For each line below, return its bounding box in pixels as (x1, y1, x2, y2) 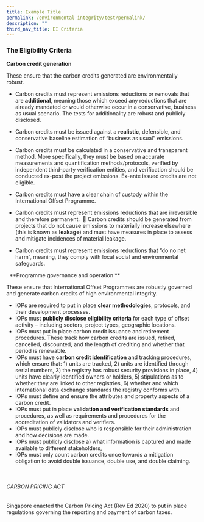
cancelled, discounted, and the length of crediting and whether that (15, 340, 185, 348)
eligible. (15, 178, 35, 186)
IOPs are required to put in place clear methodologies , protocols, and (15, 302, 191, 309)
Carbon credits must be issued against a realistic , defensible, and (15, 128, 181, 135)
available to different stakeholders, (15, 444, 102, 452)
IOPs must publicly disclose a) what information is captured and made (15, 438, 191, 445)
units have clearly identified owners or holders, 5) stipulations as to (15, 373, 184, 380)
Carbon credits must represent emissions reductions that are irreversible (15, 209, 198, 216)
